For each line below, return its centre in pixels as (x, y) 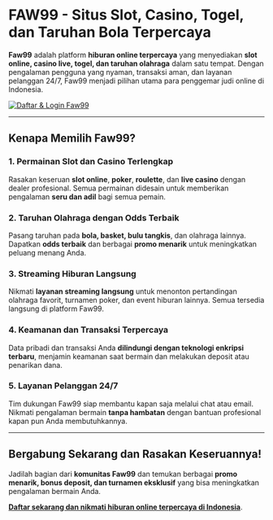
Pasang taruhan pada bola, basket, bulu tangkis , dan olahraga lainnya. (127, 235)
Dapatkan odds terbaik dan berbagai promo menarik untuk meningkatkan (133, 244)
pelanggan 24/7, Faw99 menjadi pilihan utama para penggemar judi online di (136, 81)
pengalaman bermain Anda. (55, 491)
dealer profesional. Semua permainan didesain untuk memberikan (119, 188)
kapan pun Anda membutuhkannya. (68, 421)
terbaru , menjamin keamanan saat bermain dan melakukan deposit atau (129, 356)
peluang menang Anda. (48, 252)
